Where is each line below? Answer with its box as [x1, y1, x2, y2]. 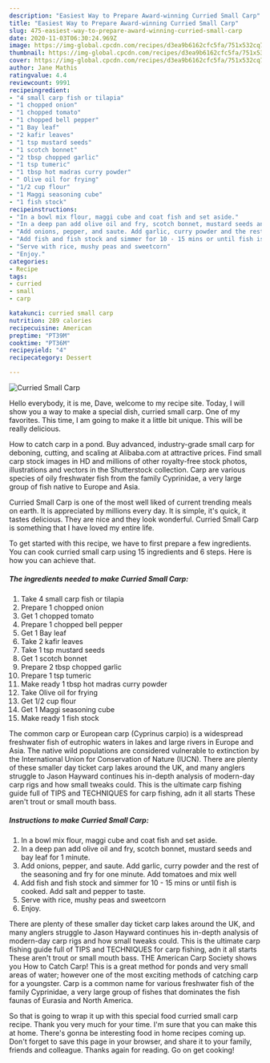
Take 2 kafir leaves [20, 636, 83, 646]
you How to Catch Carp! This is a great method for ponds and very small [9, 961, 248, 971]
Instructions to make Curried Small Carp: [9, 815, 149, 825]
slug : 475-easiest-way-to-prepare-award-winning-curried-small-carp [9, 26, 243, 34]
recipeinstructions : [9, 205, 79, 213]
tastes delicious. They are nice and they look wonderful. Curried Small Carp [9, 514, 259, 524]
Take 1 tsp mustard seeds [20, 645, 105, 654]
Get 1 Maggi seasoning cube [20, 704, 115, 714]
